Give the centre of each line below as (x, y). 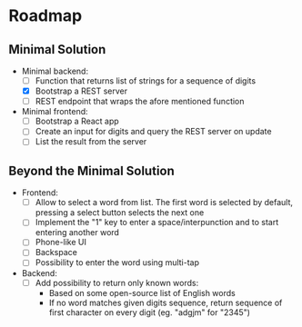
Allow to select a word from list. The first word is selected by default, (164, 203)
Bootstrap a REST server (81, 91)
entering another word (77, 233)
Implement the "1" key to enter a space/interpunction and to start (157, 223)
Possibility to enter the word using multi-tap (117, 263)
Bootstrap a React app (77, 121)
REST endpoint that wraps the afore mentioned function (140, 102)
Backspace (56, 253)
